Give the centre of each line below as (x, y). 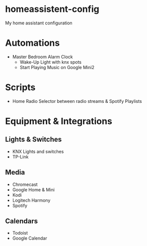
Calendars (22, 221)
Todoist (20, 233)
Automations (33, 43)
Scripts (20, 87)
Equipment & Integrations (59, 121)
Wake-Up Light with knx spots (51, 62)
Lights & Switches (34, 139)
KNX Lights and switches (38, 151)
